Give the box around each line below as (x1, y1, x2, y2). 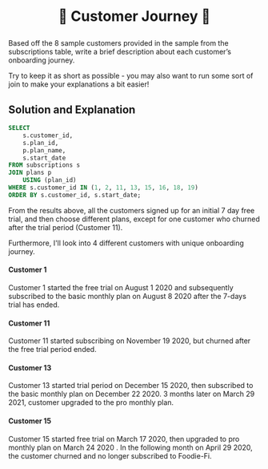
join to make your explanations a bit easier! (8, 79, 150, 89)
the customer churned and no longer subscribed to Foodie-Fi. (8, 451, 212, 460)
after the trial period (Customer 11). (8, 222, 123, 232)
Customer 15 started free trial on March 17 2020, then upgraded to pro (8, 434, 240, 443)
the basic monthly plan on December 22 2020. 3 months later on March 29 (8, 389, 255, 399)
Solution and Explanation (8, 103, 136, 116)
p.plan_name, (22, 146, 66, 155)
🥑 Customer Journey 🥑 (58, 7, 211, 26)
